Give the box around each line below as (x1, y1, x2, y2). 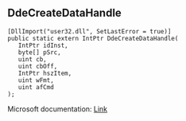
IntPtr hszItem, (17, 69, 72, 77)
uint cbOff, (17, 62, 58, 70)
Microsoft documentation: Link (7, 103, 108, 114)
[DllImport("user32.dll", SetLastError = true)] (7, 27, 172, 35)
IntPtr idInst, (17, 41, 68, 49)
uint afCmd (17, 83, 55, 91)
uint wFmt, (17, 76, 55, 84)
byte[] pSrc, (17, 48, 61, 57)
